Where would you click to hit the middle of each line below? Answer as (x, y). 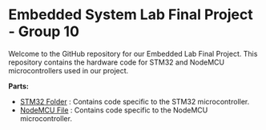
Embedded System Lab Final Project (131, 15)
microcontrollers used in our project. (69, 70)
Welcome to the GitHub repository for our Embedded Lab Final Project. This (133, 53)
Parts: (19, 86)
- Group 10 (44, 32)
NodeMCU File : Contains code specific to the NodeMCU (114, 110)
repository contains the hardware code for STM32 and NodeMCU (117, 62)
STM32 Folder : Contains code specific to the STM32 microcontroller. (135, 101)
